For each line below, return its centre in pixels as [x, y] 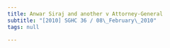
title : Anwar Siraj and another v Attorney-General [85, 14]
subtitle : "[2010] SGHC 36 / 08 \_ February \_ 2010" [82, 20]
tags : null [23, 27]
